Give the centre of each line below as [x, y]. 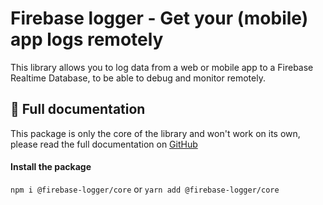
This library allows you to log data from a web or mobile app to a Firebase [162, 67]
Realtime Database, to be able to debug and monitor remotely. [138, 78]
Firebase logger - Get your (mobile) [159, 18]
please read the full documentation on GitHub [104, 144]
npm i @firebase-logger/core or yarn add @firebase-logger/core [145, 189]
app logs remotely [87, 39]
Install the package [51, 167]
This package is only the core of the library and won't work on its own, [155, 133]
